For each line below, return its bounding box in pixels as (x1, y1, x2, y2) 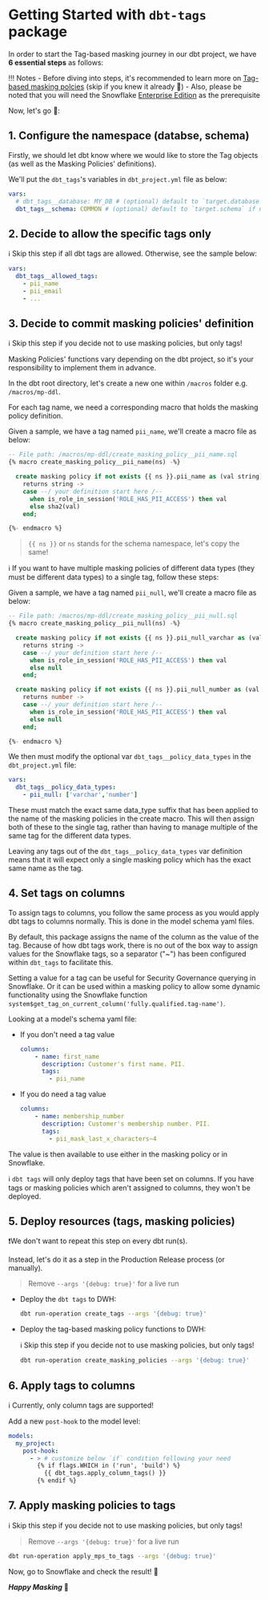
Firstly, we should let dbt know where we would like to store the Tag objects (8, 150, 259, 160)
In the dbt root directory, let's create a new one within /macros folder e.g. (8, 378, 248, 388)
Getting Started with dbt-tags (8, 6, 207, 24)
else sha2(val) (29, 503, 81, 511)
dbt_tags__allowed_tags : (15, 273, 98, 281)
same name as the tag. (8, 863, 84, 873)
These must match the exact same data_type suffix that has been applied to (8, 806, 259, 814)
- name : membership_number (34, 1113, 125, 1121)
